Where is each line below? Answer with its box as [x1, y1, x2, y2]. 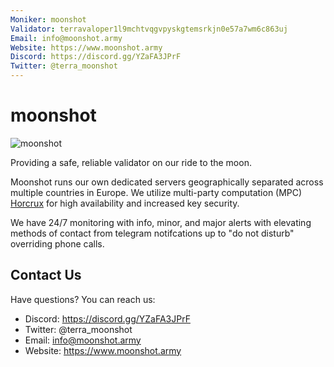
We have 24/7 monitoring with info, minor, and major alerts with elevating [10, 216, 312, 228]
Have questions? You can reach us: [10, 293, 156, 305]
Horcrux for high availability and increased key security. [10, 197, 240, 209]
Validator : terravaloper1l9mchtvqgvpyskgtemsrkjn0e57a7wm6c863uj [10, 24, 288, 34]
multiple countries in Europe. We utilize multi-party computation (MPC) [10, 186, 303, 198]
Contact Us [10, 267, 82, 284]
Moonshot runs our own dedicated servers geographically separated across [10, 176, 324, 188]
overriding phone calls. [10, 237, 105, 250]
